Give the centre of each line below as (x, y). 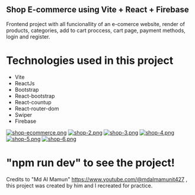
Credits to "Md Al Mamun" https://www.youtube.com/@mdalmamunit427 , (97, 179)
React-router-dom (37, 108)
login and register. (28, 36)
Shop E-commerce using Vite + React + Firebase (98, 10)
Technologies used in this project (90, 60)
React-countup (33, 102)
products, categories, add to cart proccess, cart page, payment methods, (96, 30)
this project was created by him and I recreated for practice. (79, 186)
